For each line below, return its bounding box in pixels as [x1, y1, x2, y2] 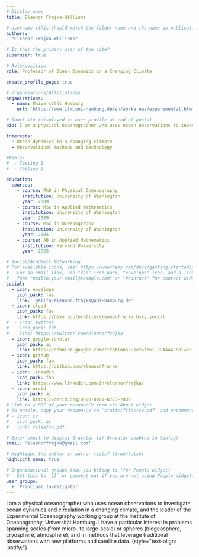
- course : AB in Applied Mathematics [17, 237, 110, 243]
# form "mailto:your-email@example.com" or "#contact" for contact [6, 276, 182, 281]
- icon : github [11, 353, 49, 358]
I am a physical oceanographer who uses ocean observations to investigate [6, 500, 191, 507]
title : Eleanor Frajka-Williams [6, 14, 86, 20]
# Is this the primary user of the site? [6, 47, 110, 53]
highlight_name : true [6, 457, 60, 463]
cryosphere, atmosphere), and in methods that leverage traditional [6, 532, 168, 539]
